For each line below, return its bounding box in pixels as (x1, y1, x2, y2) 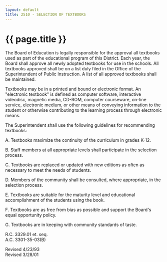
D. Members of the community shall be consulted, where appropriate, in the (5, 177, 161, 183)
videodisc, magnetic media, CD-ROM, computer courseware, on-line (5, 97, 146, 103)
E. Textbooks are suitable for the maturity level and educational (5, 192, 135, 198)
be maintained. (5, 76, 36, 82)
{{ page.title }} (5, 33, 67, 45)
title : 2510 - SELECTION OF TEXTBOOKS (5, 12, 86, 17)
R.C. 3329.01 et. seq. (5, 232, 48, 238)
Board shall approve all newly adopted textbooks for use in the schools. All (5, 60, 159, 66)
